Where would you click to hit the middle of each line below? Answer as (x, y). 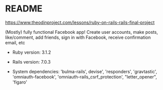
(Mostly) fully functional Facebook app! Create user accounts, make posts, (81, 32)
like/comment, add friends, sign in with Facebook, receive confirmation (78, 37)
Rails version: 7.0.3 (31, 62)
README (24, 9)
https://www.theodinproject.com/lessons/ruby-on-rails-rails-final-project (80, 22)
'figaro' (20, 82)
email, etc (15, 42)
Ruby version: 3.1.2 (32, 52)
